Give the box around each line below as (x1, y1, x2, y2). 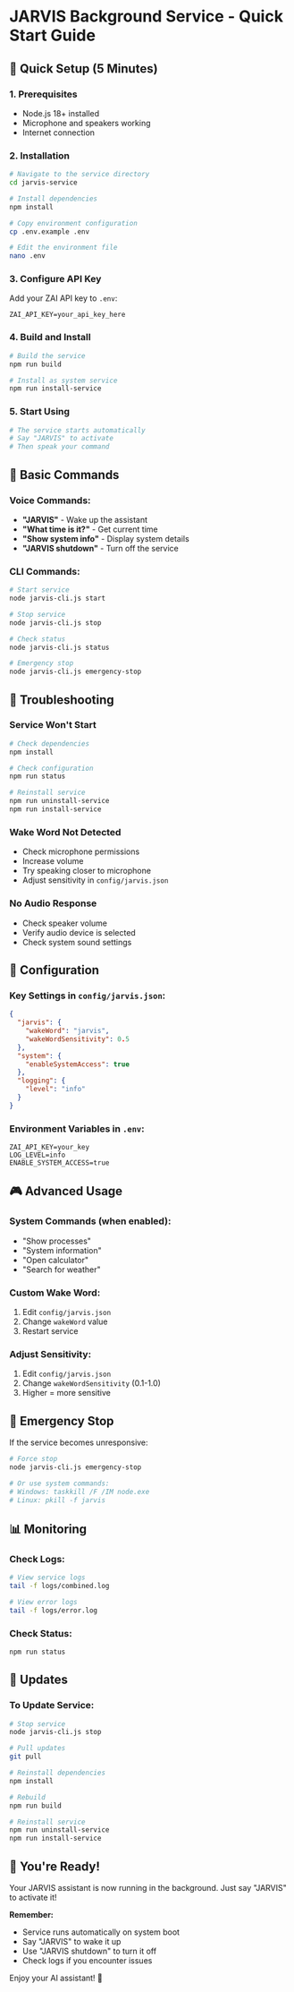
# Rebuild (9, 1792, 46, 1801)
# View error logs (9, 1597, 78, 1606)
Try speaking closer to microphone (21, 866, 152, 876)
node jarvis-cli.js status (9, 643, 110, 652)
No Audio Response (9, 897, 97, 910)
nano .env (9, 252, 46, 261)
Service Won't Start (9, 719, 97, 731)
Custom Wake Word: (9, 1287, 101, 1299)
